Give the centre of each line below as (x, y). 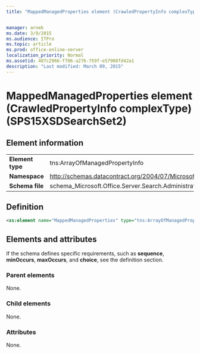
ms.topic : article (29, 44)
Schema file (26, 186)
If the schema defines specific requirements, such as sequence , (85, 254)
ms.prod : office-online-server (45, 50)
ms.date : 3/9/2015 (29, 33)
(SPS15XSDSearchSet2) (66, 121)
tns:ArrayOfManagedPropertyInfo (97, 163)
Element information (45, 143)
